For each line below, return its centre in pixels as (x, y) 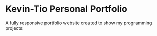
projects (14, 28)
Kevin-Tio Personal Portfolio (66, 9)
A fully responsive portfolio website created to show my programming (79, 23)
